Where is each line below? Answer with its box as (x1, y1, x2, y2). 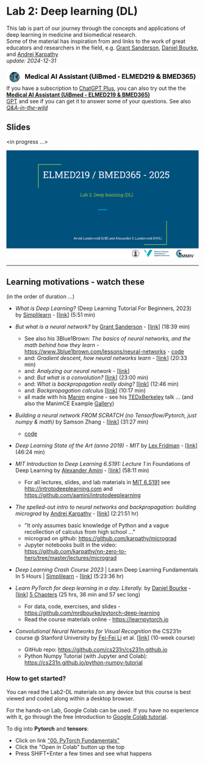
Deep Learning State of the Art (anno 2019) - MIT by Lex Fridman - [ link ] (15, 442, 198, 449)
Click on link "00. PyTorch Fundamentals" (15, 737, 120, 744)
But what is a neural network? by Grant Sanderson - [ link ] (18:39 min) (15, 323, 190, 331)
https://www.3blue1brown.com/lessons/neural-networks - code (24, 348, 184, 355)
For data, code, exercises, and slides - (24, 603, 121, 610)
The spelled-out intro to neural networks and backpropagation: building (15, 503, 196, 511)
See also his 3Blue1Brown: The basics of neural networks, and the (24, 335, 191, 342)
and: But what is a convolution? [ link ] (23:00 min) (24, 374, 149, 382)
